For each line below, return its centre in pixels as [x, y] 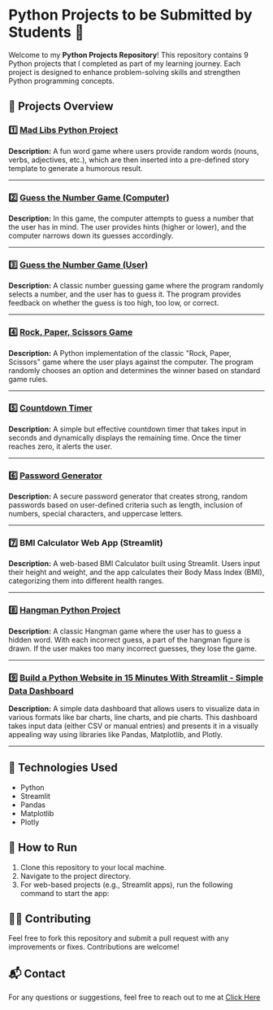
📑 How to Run [43, 848]
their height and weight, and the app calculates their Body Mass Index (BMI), [136, 573]
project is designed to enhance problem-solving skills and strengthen [125, 72]
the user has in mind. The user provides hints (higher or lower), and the [128, 226]
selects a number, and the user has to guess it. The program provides [125, 294]
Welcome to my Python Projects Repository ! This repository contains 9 [129, 55]
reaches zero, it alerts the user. [60, 446]
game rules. [28, 379]
